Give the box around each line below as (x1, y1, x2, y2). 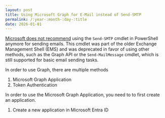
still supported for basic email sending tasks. (5, 57, 99, 63)
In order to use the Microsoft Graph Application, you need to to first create (5, 92, 160, 98)
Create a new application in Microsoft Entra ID (12, 107, 109, 113)
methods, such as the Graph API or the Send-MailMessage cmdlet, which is (5, 52, 159, 58)
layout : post (5, 7, 33, 13)
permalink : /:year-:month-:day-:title (5, 17, 87, 22)
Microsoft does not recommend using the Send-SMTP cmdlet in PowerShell (5, 35, 158, 42)
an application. (5, 97, 36, 103)
